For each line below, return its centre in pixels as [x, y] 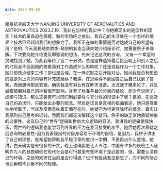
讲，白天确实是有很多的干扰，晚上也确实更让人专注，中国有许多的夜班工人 [79, 145]
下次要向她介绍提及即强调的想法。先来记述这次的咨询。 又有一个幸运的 [84, 54]
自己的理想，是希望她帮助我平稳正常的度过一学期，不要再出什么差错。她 [81, 139]
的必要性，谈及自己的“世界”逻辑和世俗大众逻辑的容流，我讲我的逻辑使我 [77, 121]
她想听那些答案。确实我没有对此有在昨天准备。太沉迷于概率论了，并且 [88, 85]
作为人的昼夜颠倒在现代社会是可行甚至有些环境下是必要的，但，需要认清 [81, 152]
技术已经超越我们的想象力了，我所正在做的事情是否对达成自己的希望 [81, 42]
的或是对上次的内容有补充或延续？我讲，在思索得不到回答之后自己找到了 [77, 79]
